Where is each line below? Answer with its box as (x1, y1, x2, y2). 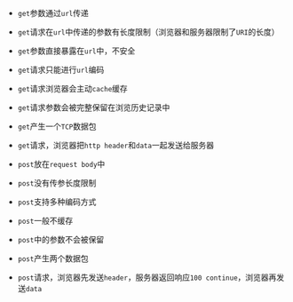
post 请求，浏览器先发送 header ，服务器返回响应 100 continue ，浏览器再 (17, 272, 277, 282)
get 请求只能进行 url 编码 (17, 65, 105, 75)
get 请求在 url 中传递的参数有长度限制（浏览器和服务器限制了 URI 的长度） (17, 27, 280, 37)
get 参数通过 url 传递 (17, 8, 89, 18)
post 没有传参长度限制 (17, 178, 97, 188)
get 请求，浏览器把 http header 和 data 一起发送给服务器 (17, 140, 215, 150)
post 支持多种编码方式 (17, 196, 97, 207)
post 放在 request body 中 (17, 159, 106, 169)
